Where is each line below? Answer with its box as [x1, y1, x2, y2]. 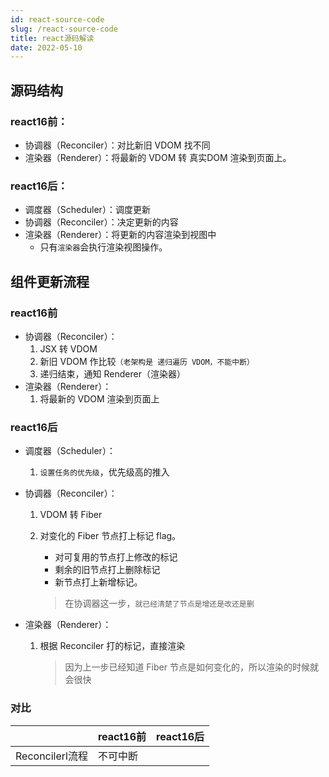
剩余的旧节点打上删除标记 [54, 564, 161, 576]
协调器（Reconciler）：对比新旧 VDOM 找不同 [24, 139, 211, 151]
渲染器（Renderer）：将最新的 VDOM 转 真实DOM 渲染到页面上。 [24, 151, 292, 163]
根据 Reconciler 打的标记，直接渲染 [39, 640, 186, 652]
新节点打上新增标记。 [54, 576, 143, 588]
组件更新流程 [10, 273, 90, 290]
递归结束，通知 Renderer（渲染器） [39, 367, 186, 380]
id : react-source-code [10, 14, 105, 25]
